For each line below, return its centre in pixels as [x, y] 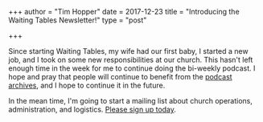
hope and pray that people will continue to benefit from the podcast [120, 77]
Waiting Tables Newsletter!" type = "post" [78, 20]
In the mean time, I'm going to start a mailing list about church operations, [131, 101]
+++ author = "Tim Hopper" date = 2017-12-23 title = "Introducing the [124, 12]
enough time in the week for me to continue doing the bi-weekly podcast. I [132, 68]
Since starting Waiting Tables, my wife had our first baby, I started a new [128, 51]
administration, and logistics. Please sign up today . [92, 109]
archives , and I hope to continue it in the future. [87, 85]
